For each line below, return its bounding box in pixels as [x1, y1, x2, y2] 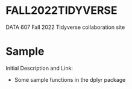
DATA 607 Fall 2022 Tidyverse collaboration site [5, 23, 125, 31]
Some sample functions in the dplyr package [14, 76, 126, 83]
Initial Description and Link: [5, 64, 74, 72]
